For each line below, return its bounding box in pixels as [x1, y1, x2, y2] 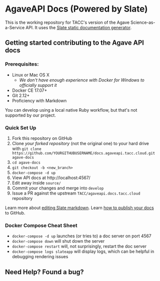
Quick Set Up [5, 124, 36, 131]
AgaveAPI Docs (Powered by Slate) [5, 3, 148, 15]
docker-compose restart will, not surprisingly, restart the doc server [12, 244, 146, 249]
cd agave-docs [12, 160, 41, 165]
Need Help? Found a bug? [5, 268, 84, 276]
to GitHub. [5, 210, 26, 215]
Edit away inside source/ [12, 180, 61, 185]
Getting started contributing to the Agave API [5, 39, 144, 47]
